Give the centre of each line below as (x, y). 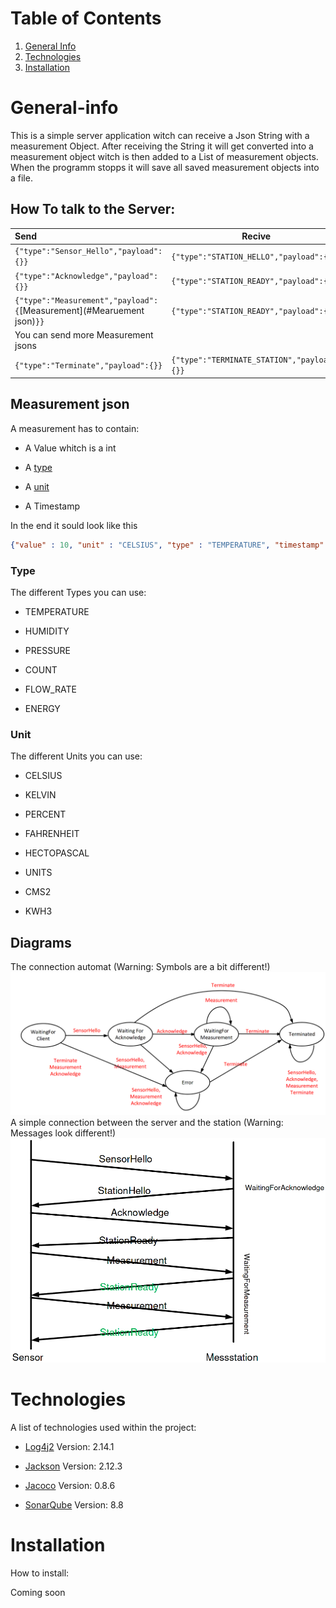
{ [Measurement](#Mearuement (79, 310)
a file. (21, 178)
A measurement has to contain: (75, 428)
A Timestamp (52, 506)
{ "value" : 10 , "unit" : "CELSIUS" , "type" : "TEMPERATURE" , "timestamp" (167, 545)
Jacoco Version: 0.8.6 (70, 1485)
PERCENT (45, 814)
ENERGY (42, 708)
